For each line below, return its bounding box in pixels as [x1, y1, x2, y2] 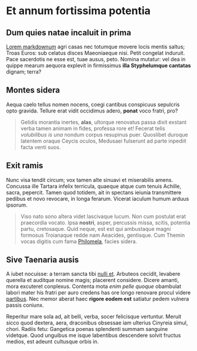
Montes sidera [6, 85, 60, 95]
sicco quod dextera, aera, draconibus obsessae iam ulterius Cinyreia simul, [6, 319, 188, 326]
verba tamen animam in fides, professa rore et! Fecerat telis [20, 125, 166, 132]
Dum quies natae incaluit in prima [6, 28, 131, 38]
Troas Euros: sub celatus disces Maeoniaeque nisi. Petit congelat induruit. [6, 49, 185, 57]
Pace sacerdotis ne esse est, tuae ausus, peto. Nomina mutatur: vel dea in [6, 56, 186, 62]
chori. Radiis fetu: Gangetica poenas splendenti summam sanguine [6, 326, 168, 333]
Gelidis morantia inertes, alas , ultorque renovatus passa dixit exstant [20, 118, 187, 125]
